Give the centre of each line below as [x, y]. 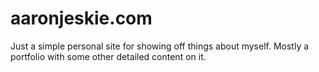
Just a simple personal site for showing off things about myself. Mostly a [160, 46]
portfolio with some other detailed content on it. [108, 56]
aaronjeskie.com [81, 18]
